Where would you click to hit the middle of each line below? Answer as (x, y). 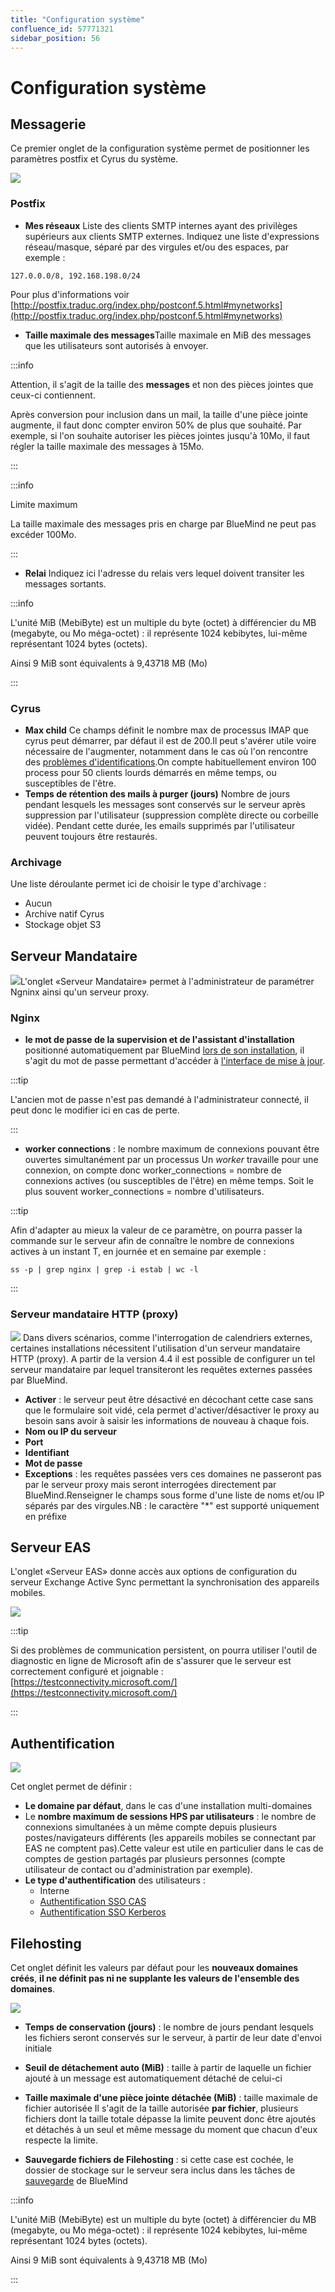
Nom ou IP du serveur (70, 1431)
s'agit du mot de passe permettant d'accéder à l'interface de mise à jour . (175, 1061)
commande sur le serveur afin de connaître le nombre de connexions (152, 1241)
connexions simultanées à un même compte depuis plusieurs (151, 1827)
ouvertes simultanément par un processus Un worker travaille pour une (171, 1160)
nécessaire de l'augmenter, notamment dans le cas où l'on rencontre (166, 751)
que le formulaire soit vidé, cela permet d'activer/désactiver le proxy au (172, 1410)
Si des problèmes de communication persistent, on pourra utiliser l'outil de (164, 1650)
